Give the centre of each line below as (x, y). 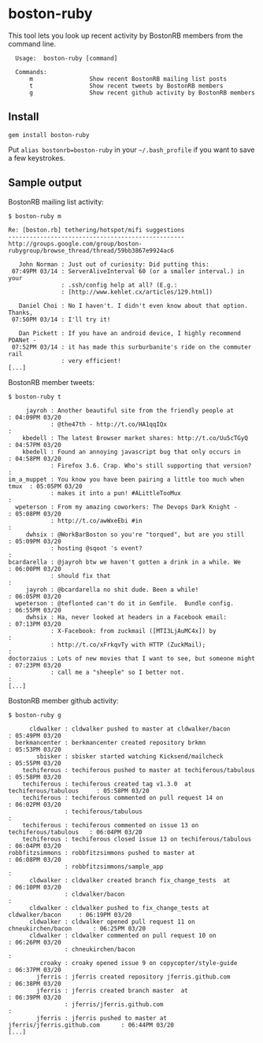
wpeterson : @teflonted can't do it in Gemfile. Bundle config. (125, 603)
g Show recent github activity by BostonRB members (142, 92)
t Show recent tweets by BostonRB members (126, 86)
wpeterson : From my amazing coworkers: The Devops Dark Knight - (126, 507)
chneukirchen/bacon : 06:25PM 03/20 (77, 928)
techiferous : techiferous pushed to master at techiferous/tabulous (139, 770)
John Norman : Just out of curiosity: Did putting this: (114, 264)
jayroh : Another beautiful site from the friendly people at (130, 410)
